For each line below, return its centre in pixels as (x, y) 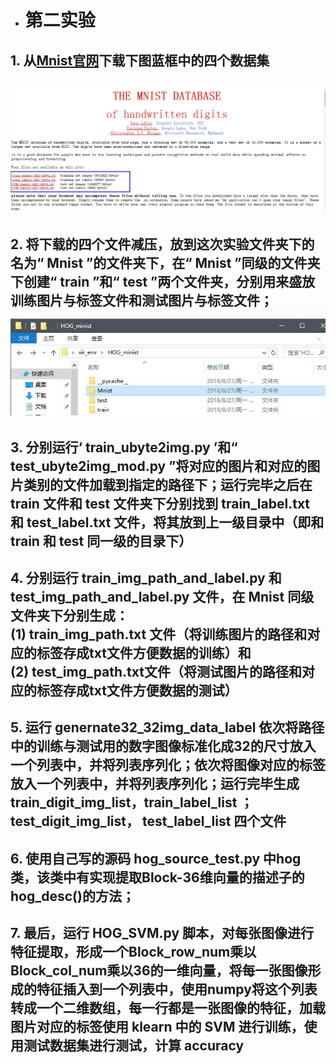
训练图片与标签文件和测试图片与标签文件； (141, 300)
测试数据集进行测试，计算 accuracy (134, 1046)
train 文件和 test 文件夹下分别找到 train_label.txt (160, 503)
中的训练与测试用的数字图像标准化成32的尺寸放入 (163, 746)
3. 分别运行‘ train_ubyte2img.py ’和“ (124, 447)
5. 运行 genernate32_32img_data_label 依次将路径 (167, 727)
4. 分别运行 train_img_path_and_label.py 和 (146, 577)
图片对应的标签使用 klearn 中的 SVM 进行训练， (157, 1027)
